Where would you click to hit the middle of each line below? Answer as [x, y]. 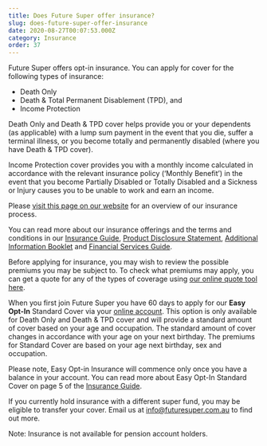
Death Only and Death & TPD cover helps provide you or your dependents [130, 124]
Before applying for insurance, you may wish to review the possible [119, 262]
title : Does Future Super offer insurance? [82, 16]
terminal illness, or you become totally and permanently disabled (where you [134, 141]
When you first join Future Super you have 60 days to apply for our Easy [127, 303]
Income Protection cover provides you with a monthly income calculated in [131, 165]
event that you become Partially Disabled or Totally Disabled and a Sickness [133, 182]
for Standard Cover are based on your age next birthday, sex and [115, 345]
